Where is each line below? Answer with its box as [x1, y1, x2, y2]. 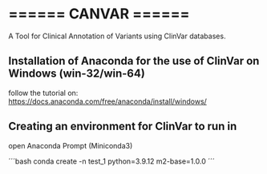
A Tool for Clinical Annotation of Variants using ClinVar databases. [8, 31, 226, 41]
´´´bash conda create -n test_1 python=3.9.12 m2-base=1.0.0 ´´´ [8, 156, 215, 166]
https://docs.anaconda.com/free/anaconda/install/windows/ [8, 97, 207, 106]
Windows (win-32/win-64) [8, 67, 146, 81]
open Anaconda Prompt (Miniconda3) [8, 140, 133, 150]
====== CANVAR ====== [8, 5, 190, 23]
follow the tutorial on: [8, 88, 79, 97]
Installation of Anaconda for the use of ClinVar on [8, 54, 260, 68]
